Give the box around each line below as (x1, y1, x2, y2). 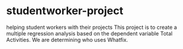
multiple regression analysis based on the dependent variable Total (6, 30, 173, 37)
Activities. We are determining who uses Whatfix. (6, 36, 128, 43)
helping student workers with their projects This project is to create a (6, 24, 178, 31)
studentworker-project (6, 4, 123, 18)
